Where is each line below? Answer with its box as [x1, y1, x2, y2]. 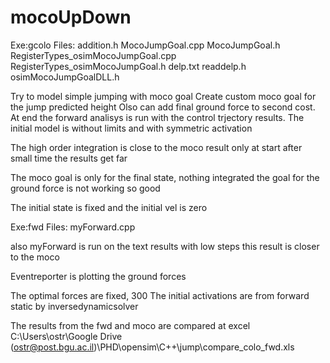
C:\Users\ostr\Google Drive [10, 330, 123, 342]
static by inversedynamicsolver [10, 300, 139, 312]
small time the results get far [10, 152, 128, 164]
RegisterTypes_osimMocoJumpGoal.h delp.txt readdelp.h [10, 60, 247, 72]
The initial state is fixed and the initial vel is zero [10, 201, 208, 213]
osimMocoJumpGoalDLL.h [10, 71, 120, 83]
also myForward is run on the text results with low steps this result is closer [10, 240, 320, 252]
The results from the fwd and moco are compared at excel [10, 319, 251, 331]
